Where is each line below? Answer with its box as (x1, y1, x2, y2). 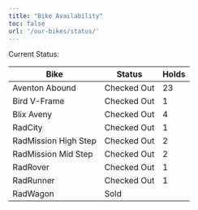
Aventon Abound (12, 82, 76, 94)
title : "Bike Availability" (8, 11, 104, 20)
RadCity (12, 122, 43, 133)
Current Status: (8, 50, 59, 59)
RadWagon (12, 188, 54, 199)
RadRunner (12, 175, 55, 186)
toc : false (8, 20, 45, 28)
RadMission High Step (12, 135, 97, 147)
